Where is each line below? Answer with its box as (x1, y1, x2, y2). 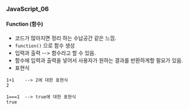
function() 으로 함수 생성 (14, 42, 75, 49)
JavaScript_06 (6, 5, 49, 13)
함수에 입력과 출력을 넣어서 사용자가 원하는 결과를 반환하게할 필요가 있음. (14, 57, 183, 64)
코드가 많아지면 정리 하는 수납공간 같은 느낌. (14, 34, 117, 42)
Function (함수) (6, 20, 43, 27)
